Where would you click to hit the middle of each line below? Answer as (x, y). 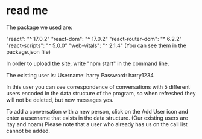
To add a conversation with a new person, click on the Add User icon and (97, 111)
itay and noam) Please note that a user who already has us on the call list (97, 124)
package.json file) (29, 51)
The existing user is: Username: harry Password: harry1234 (80, 75)
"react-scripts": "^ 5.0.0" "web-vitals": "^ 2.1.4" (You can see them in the (96, 45)
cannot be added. (28, 131)
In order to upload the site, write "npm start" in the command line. (88, 63)
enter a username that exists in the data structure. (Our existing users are (97, 118)
